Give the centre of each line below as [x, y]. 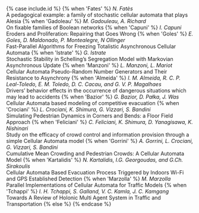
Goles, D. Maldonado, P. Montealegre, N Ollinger [66, 40]
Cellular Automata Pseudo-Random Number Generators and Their [87, 71]
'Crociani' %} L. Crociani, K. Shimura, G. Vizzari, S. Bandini [78, 109]
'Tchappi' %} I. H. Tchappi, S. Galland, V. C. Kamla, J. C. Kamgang [88, 191]
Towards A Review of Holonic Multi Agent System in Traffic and [84, 198]
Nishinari [17, 128]
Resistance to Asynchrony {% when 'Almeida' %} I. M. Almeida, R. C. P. [94, 78]
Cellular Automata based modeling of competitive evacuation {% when [93, 103]
